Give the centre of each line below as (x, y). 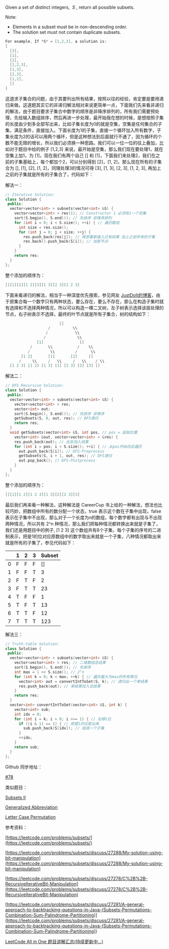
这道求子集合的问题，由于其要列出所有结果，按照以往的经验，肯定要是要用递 (84, 98)
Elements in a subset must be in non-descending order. (70, 27)
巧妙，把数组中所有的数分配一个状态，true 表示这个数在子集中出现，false (85, 511)
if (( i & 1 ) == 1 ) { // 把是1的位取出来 (59, 723)
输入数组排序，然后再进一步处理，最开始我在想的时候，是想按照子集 (93, 118)
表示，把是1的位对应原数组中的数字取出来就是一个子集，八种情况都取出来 (85, 536)
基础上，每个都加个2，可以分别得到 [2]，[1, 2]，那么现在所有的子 (90, 161)
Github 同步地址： (24, 767)
